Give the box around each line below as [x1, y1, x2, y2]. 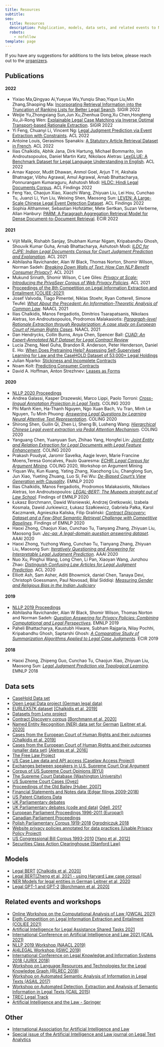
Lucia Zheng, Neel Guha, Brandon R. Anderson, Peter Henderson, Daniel [12, 342, 158, 348]
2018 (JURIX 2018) [12, 957, 50, 963]
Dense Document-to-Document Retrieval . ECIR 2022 [12, 216, 119, 222]
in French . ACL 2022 [12, 143, 54, 149]
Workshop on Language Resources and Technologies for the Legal [12, 962, 146, 969]
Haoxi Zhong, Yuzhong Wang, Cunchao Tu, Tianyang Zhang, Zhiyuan [12, 541, 151, 546]
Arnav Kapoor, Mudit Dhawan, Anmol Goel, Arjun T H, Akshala [12, 169, 137, 175]
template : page [5, 39, 36, 44]
